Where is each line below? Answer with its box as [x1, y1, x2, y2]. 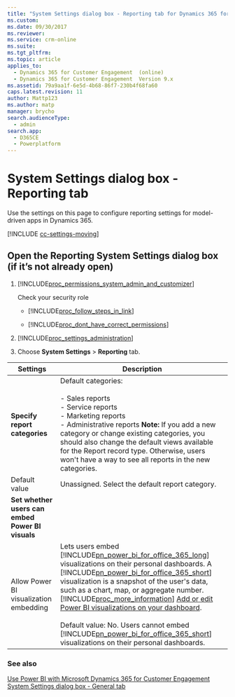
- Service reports [60, 402, 117, 412]
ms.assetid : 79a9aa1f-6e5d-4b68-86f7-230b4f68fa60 [7, 82, 158, 89]
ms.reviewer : [7, 29, 45, 37]
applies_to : [7, 62, 42, 69]
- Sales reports [60, 393, 111, 403]
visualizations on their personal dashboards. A [60, 558, 212, 568]
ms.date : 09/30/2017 [7, 23, 68, 30]
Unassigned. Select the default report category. [60, 479, 217, 489]
